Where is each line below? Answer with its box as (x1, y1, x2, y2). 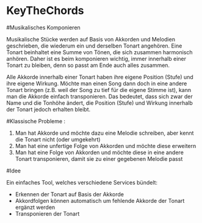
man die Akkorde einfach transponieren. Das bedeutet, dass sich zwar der (6, 93, 193, 100)
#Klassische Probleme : (6, 117, 66, 125)
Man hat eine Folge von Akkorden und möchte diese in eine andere (15, 149, 184, 156)
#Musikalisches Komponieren (6, 24, 81, 31)
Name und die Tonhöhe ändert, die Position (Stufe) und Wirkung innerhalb (6, 99, 193, 107)
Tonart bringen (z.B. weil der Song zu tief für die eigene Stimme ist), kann (6, 86, 191, 93)
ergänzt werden (15, 204, 56, 211)
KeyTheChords (6, 4, 84, 18)
